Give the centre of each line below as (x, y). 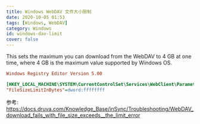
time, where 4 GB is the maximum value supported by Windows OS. (89, 63)
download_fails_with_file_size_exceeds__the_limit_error (73, 115)
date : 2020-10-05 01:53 (36, 17)
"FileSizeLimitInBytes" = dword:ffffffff (56, 90)
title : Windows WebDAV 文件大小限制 (49, 12)
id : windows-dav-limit (34, 34)
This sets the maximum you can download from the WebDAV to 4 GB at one (99, 56)
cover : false (22, 39)
